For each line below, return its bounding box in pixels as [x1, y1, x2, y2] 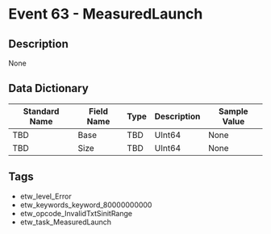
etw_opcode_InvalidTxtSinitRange [19, 208, 133, 218]
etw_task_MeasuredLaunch [19, 217, 111, 227]
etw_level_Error [19, 191, 72, 201]
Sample [219, 106, 248, 117]
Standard [23, 106, 60, 117]
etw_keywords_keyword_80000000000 [19, 199, 152, 210]
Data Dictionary [8, 81, 89, 95]
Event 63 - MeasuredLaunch [8, 5, 203, 23]
